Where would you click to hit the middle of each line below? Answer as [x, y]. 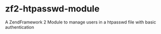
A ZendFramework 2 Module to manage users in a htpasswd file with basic [80, 22]
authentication [20, 27]
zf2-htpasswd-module [52, 9]
